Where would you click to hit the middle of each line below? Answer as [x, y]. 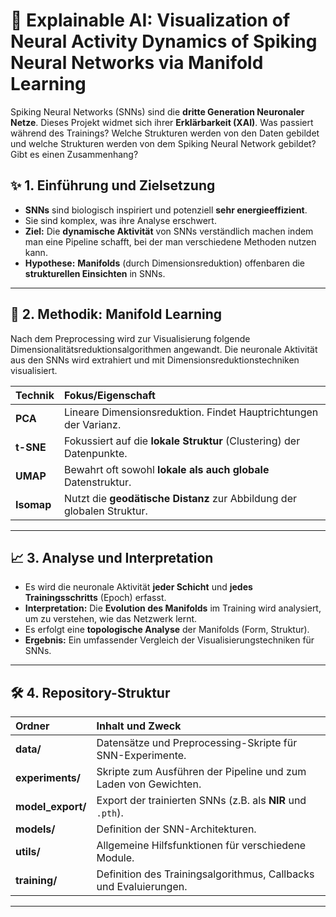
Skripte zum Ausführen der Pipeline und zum [201, 772]
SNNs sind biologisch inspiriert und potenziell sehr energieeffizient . [166, 210]
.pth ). [110, 813]
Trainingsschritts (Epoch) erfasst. [95, 598]
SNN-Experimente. [141, 756]
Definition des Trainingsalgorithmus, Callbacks [205, 874]
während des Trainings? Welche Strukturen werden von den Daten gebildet [165, 133]
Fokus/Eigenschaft [109, 395]
